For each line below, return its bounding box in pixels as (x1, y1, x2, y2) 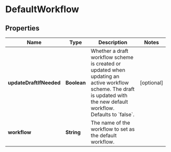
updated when (91, 67, 126, 73)
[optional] (139, 79, 163, 86)
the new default (91, 98, 128, 105)
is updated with (91, 92, 128, 99)
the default (91, 132, 117, 139)
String (65, 129, 81, 136)
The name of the (91, 119, 131, 126)
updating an (91, 73, 120, 80)
